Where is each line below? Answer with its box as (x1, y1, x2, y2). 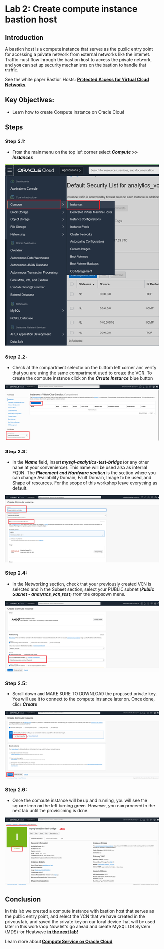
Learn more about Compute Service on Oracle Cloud (5, 938, 113, 944)
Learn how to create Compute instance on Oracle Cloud (12, 109, 124, 115)
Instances (12, 154, 33, 160)
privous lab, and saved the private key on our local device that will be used (5, 918, 155, 924)
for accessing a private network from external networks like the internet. (5, 51, 151, 57)
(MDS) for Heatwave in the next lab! (5, 929, 78, 935)
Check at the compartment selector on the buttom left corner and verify (12, 365, 157, 371)
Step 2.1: (5, 138, 26, 145)
